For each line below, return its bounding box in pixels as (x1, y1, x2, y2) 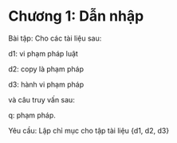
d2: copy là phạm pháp (8, 64, 84, 74)
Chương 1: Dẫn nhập (8, 7, 144, 25)
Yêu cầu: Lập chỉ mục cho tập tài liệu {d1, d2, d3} (8, 126, 170, 135)
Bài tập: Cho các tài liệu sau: (8, 33, 102, 43)
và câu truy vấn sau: (8, 95, 76, 104)
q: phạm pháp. (8, 110, 56, 120)
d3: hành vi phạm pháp (8, 79, 85, 89)
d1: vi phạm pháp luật (8, 48, 78, 58)
